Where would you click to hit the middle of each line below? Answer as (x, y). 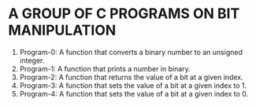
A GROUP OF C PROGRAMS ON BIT (124, 14)
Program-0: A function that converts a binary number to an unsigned (131, 52)
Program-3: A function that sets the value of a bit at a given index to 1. (133, 85)
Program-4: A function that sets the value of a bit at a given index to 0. (134, 93)
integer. (32, 60)
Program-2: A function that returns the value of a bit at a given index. (131, 77)
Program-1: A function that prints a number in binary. (105, 68)
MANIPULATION (62, 30)
